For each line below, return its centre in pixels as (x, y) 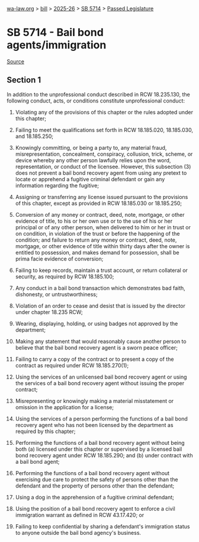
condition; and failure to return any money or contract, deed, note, (96, 240)
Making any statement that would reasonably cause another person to (101, 341)
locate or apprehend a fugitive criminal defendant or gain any (90, 179)
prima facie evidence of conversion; (59, 259)
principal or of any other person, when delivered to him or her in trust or (103, 227)
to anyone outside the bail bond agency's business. (78, 533)
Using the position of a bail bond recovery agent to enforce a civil (95, 508)
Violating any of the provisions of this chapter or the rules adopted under (104, 112)
